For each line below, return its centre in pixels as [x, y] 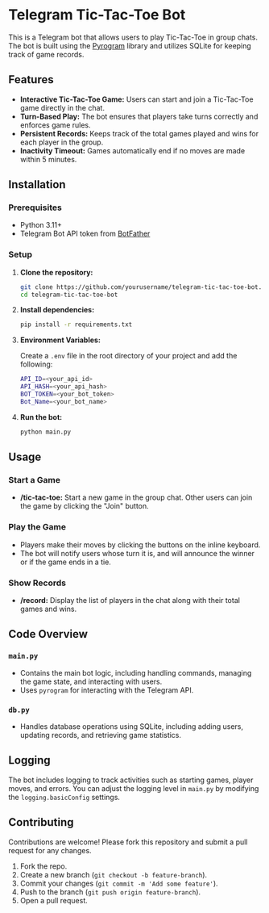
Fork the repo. [43, 866]
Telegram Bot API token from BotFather [85, 234]
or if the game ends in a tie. [65, 562]
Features [31, 80]
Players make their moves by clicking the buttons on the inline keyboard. [140, 544]
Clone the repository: [56, 272]
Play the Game [37, 527]
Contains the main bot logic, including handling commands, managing [136, 672]
